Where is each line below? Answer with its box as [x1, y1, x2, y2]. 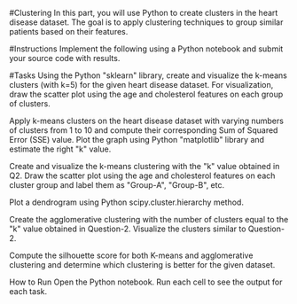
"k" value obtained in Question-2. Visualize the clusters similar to [9, 223, 246, 234]
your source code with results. [9, 53, 121, 63]
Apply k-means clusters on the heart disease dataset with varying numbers [9, 115, 284, 126]
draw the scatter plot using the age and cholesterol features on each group [9, 89, 284, 99]
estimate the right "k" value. [9, 144, 112, 154]
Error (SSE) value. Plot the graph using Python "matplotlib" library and [9, 135, 264, 144]
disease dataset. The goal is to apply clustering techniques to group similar [9, 17, 284, 27]
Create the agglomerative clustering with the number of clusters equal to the [9, 214, 289, 224]
